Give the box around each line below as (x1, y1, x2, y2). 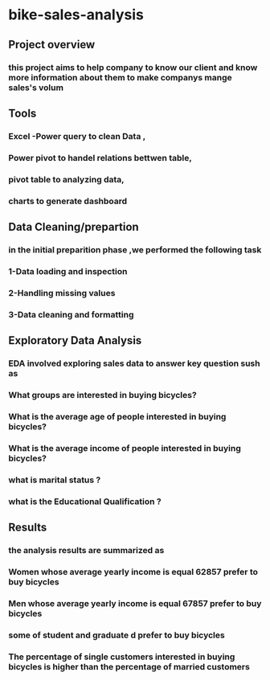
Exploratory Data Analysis (8, 334, 142, 347)
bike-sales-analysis (8, 6, 145, 24)
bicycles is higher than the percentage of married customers (8, 661, 251, 672)
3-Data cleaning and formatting (8, 309, 134, 320)
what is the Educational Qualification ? (8, 496, 162, 507)
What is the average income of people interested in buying (8, 442, 241, 453)
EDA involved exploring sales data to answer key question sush (8, 358, 260, 369)
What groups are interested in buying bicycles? (8, 389, 197, 400)
